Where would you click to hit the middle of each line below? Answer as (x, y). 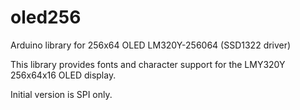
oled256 (46, 17)
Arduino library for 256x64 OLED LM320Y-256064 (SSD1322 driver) (151, 45)
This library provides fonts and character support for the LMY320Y (148, 64)
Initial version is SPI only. (61, 94)
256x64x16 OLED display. (63, 75)
